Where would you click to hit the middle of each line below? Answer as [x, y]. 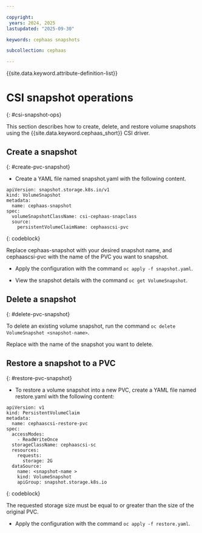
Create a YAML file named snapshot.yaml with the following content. [100, 178]
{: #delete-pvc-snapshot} [38, 314]
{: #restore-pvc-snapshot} [39, 378]
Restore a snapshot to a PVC [61, 363]
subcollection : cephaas [36, 51]
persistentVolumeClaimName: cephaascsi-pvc [73, 227]
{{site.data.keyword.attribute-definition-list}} [62, 73]
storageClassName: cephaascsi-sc [54, 445]
